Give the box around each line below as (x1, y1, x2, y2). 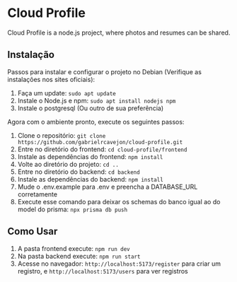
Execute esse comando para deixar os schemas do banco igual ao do (17, 197, 221, 206)
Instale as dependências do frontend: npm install (17, 152, 163, 160)
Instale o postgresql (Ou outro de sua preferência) (17, 104, 164, 112)
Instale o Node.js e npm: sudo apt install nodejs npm (17, 96, 176, 105)
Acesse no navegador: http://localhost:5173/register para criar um (17, 259, 221, 268)
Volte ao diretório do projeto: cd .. (17, 160, 119, 168)
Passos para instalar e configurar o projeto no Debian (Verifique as (7, 67, 202, 76)
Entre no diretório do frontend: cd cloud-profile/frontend (17, 145, 187, 153)
